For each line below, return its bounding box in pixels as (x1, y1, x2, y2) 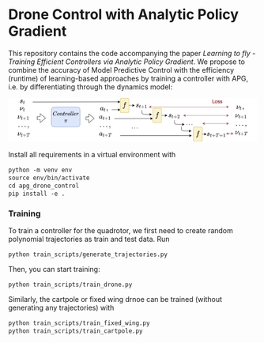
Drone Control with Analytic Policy (8, 6, 239, 24)
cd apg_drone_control (8, 182, 80, 190)
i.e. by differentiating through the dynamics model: (8, 81, 173, 92)
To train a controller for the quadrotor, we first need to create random (8, 225, 233, 235)
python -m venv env (8, 166, 73, 174)
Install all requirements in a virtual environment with (8, 149, 176, 159)
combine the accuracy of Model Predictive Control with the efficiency (8, 65, 235, 74)
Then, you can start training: (8, 264, 100, 273)
